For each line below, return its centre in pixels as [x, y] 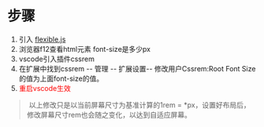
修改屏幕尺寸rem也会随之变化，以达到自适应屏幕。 [109, 114]
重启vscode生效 [45, 88]
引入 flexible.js [42, 39]
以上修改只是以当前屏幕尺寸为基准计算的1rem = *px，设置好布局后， [139, 105]
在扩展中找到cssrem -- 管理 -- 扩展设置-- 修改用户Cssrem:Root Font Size [137, 68]
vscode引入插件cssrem [57, 59]
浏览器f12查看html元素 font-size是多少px [85, 49]
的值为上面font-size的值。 [61, 78]
